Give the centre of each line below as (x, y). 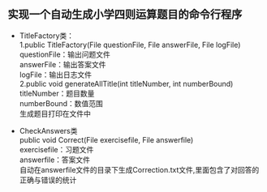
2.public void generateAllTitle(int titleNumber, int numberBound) (126, 83)
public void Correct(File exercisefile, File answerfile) (106, 139)
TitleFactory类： (47, 36)
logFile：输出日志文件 (56, 75)
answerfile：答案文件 (55, 160)
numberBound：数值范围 (61, 103)
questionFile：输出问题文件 (65, 54)
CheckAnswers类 (48, 130)
